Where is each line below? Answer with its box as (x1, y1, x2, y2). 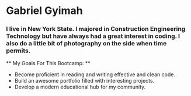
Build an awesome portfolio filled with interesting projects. (14, 77, 155, 84)
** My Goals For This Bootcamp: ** (6, 60, 91, 67)
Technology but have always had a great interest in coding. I (6, 32, 180, 40)
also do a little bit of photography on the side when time (6, 40, 167, 48)
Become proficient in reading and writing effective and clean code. (14, 71, 175, 78)
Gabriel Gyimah (6, 4, 83, 17)
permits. (6, 47, 31, 55)
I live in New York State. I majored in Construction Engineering (6, 25, 186, 33)
